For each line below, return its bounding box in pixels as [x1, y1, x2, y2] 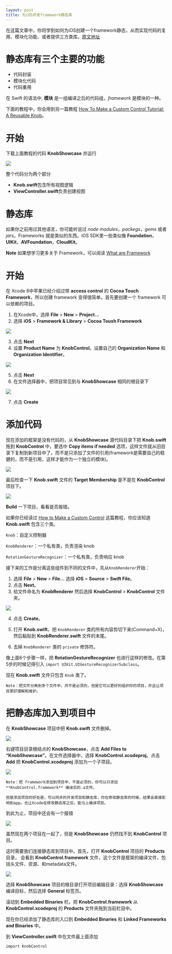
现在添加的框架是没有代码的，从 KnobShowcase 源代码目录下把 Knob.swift [6, 437, 167, 443]
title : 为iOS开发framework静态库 [6, 12, 73, 17]
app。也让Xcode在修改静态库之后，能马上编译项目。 [13, 800, 108, 806]
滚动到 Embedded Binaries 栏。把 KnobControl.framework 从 [6, 899, 138, 905]
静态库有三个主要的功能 [6, 53, 105, 65]
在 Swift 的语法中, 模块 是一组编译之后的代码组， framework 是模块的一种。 [6, 95, 164, 101]
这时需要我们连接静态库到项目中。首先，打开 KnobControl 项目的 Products [6, 848, 165, 854]
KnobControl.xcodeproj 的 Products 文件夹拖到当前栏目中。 [6, 905, 135, 911]
